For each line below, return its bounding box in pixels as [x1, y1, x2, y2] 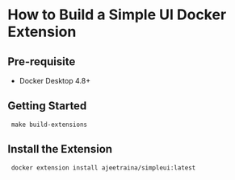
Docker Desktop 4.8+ [19, 76, 90, 85]
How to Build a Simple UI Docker [7, 6, 227, 24]
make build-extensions [10, 121, 88, 129]
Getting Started [7, 99, 87, 113]
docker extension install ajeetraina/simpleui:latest [10, 163, 196, 172]
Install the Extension [7, 142, 113, 156]
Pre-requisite [7, 55, 76, 68]
